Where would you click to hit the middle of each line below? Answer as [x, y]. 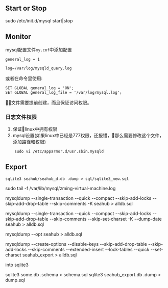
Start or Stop [26, 8]
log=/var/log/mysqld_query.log [39, 68]
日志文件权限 [21, 117]
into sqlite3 [17, 265]
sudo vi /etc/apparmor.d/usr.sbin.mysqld [59, 151]
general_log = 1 [22, 59]
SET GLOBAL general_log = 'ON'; [40, 88]
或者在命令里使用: [24, 78]
